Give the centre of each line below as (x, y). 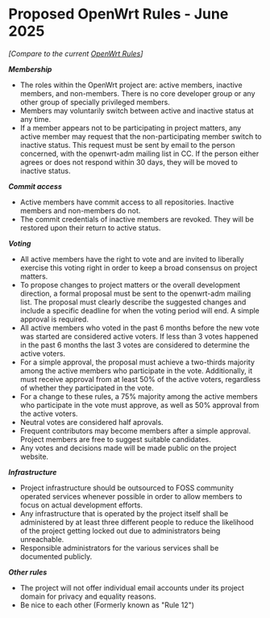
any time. (35, 119)
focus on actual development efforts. (81, 505)
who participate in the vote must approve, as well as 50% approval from (139, 405)
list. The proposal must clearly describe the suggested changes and (133, 302)
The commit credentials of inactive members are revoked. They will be (137, 219)
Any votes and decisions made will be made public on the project (128, 448)
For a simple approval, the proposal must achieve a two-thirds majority (137, 362)
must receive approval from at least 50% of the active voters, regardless (140, 379)
